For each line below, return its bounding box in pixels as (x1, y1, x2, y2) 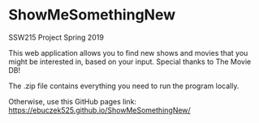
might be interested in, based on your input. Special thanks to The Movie (8, 57, 252, 66)
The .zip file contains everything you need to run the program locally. (8, 81, 240, 91)
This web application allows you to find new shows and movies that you (8, 48, 248, 57)
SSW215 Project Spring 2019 (8, 32, 104, 42)
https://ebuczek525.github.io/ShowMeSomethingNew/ (8, 105, 191, 115)
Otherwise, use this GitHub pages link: (8, 96, 136, 106)
